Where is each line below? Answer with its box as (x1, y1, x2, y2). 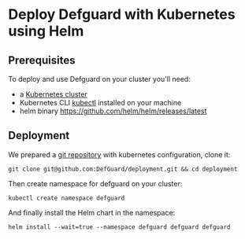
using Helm (8, 22, 84, 40)
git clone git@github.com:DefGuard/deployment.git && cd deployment (8, 165, 238, 173)
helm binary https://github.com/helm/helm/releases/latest (19, 106, 207, 116)
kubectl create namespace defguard (8, 194, 125, 202)
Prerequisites (8, 53, 76, 67)
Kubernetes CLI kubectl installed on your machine (19, 98, 182, 107)
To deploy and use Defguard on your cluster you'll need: (8, 75, 191, 83)
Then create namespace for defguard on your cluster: (8, 178, 183, 188)
